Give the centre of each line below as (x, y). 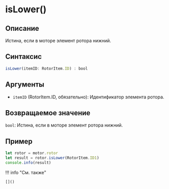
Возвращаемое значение (48, 113)
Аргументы (25, 85)
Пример (19, 141)
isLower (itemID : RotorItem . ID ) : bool (46, 68)
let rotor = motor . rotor (32, 153)
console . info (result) (28, 162)
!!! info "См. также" (26, 172)
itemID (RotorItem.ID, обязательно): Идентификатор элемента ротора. (88, 97)
